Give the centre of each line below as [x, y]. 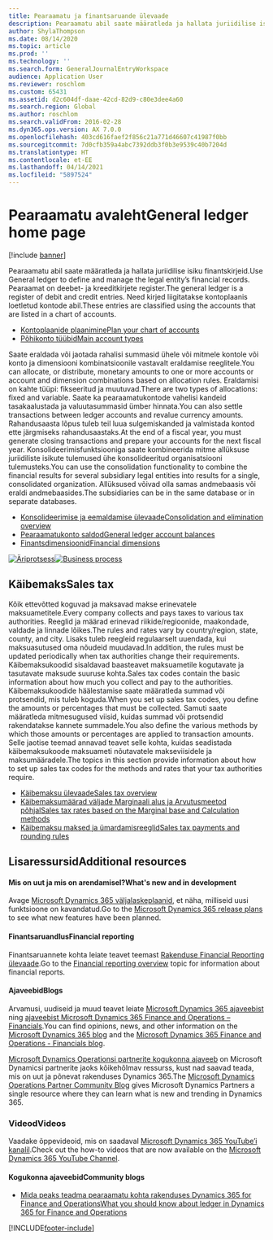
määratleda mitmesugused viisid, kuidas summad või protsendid [116, 716]
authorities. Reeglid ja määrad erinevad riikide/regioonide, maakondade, [129, 621]
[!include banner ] [37, 255]
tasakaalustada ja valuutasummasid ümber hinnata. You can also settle [126, 406]
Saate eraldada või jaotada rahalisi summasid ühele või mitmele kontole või [134, 354]
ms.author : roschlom [43, 115]
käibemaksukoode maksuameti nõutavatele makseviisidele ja [110, 751]
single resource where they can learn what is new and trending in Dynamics [135, 1093]
